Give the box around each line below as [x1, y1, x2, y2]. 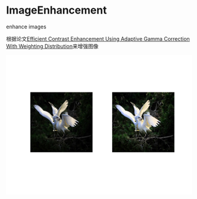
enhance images [6, 23, 47, 30]
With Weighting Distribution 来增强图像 [6, 43, 98, 50]
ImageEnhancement [6, 4, 107, 17]
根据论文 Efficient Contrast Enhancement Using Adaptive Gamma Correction [6, 35, 190, 42]
